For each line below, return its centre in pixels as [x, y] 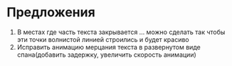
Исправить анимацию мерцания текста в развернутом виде [109, 47]
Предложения [51, 12]
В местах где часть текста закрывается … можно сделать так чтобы [121, 32]
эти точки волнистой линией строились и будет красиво [103, 39]
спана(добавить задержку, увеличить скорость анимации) [106, 55]
